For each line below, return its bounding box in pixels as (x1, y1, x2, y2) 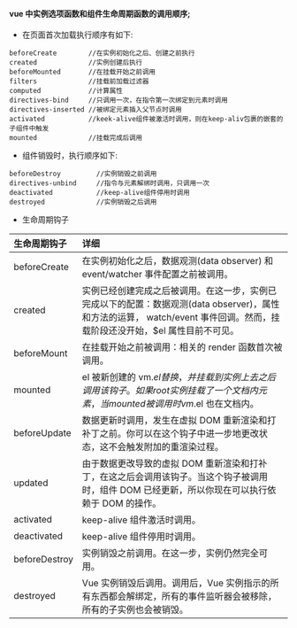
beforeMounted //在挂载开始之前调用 (9, 67, 156, 77)
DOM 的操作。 (102, 497, 162, 509)
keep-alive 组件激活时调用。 (81, 514, 202, 526)
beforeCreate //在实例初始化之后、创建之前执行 (9, 49, 195, 58)
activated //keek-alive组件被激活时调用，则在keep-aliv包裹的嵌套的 (9, 115, 284, 124)
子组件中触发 (9, 124, 49, 133)
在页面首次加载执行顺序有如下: (21, 29, 133, 40)
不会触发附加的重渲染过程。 (108, 441, 224, 454)
